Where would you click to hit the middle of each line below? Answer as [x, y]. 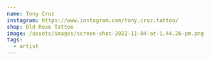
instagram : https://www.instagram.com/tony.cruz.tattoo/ [93, 20]
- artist [26, 46]
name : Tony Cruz [31, 14]
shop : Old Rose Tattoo [40, 27]
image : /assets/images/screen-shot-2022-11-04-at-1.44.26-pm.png [105, 33]
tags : [15, 40]
